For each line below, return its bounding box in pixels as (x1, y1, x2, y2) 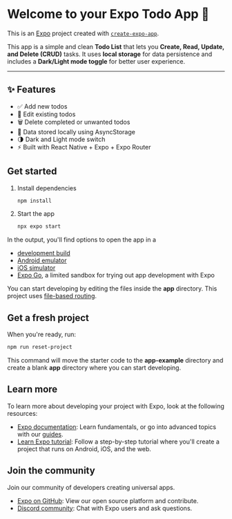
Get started (7, 165, 57, 177)
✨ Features (7, 84, 56, 95)
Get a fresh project (7, 311, 90, 324)
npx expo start (17, 223, 61, 230)
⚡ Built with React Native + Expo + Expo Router (17, 143, 151, 151)
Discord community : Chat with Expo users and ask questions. (17, 504, 193, 512)
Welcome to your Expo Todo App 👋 (7, 6, 210, 22)
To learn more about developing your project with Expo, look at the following (7, 401, 224, 410)
